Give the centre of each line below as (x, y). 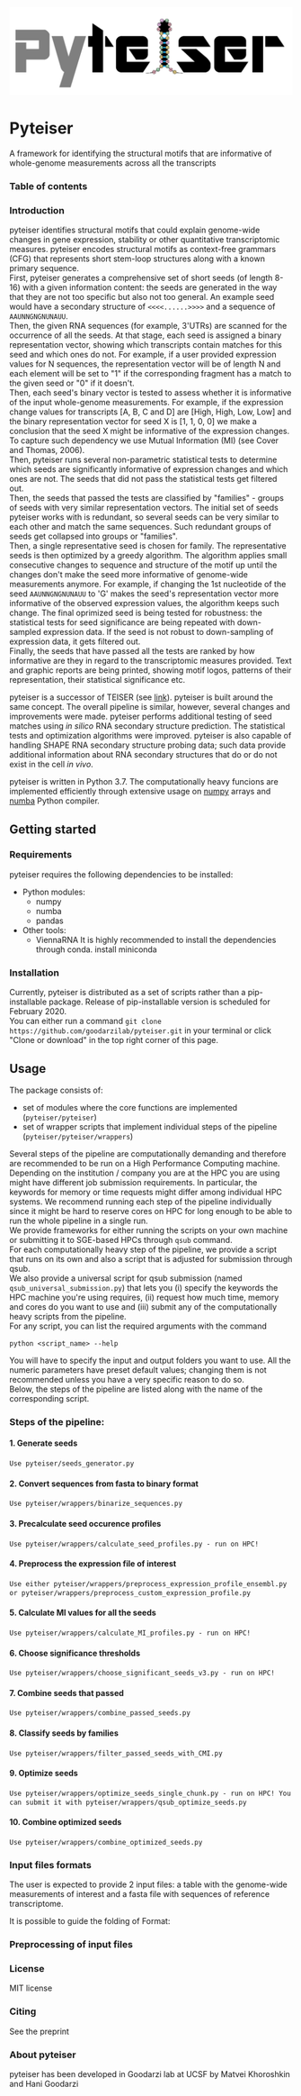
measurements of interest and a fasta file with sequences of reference (140, 1894)
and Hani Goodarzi (44, 2084)
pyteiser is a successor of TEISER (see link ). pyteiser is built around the (142, 697)
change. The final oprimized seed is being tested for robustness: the (136, 613)
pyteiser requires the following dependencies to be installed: (121, 874)
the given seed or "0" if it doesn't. (72, 383)
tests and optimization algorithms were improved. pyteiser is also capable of (150, 736)
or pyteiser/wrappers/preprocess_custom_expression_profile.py (130, 1592)
